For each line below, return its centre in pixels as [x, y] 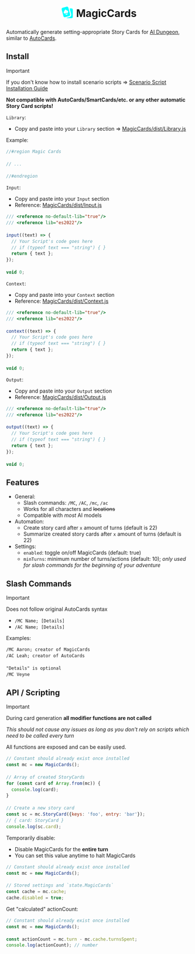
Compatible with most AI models [62, 515]
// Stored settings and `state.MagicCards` [60, 885]
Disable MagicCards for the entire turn [61, 849]
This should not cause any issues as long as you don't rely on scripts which [97, 729]
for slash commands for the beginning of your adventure [92, 565]
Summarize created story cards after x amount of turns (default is [102, 534]
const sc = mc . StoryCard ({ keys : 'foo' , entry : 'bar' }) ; [76, 814]
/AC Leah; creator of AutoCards [45, 656]
